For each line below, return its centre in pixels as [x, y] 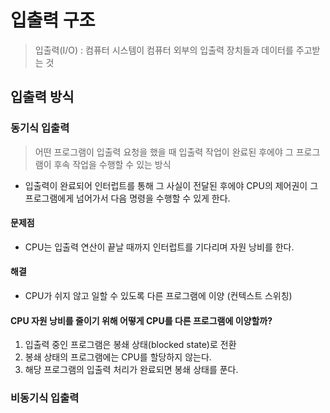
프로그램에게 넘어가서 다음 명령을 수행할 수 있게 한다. [127, 198]
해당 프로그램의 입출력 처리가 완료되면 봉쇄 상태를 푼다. [131, 370]
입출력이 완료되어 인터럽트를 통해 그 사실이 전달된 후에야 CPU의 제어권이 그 [171, 185]
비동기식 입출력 [45, 398]
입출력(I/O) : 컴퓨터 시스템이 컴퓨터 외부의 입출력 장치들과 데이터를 [164, 50]
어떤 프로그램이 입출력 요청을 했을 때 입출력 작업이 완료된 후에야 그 [164, 152]
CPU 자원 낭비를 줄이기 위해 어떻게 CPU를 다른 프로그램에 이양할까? [141, 320]
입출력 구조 [53, 20]
